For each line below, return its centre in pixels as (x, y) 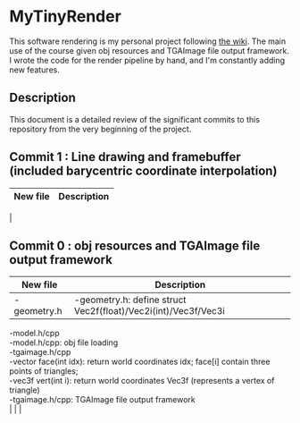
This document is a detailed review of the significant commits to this (135, 119)
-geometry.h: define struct (130, 300)
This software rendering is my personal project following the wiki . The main (148, 41)
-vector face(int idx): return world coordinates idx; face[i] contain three (140, 362)
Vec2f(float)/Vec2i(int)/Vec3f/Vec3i (149, 311)
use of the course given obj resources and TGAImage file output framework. (150, 50)
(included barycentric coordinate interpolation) (143, 171)
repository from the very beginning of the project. (100, 129)
